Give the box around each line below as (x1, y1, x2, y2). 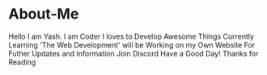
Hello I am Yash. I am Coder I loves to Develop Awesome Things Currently (8, 31, 255, 41)
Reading (8, 57, 36, 67)
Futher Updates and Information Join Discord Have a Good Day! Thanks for (8, 48, 259, 58)
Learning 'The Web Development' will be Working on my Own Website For (8, 40, 256, 49)
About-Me (8, 5, 79, 23)
